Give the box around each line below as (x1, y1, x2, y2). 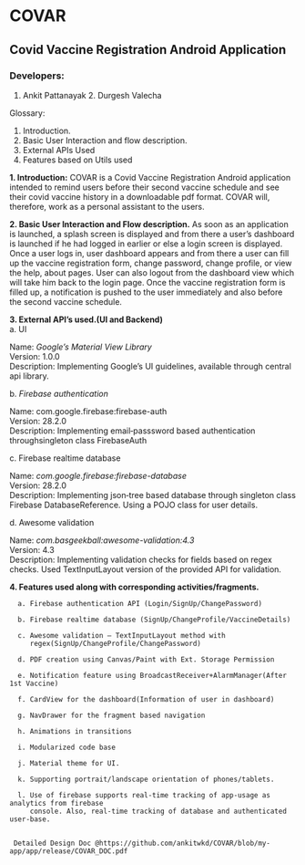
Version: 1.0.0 (9, 350, 61, 361)
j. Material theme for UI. (17, 758, 120, 767)
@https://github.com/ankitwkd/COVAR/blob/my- (95, 839, 271, 848)
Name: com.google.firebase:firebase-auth (9, 405, 168, 416)
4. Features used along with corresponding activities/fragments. (9, 581, 259, 592)
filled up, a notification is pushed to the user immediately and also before (9, 287, 283, 297)
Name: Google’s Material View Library (9, 341, 152, 352)
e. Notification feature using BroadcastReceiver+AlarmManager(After (17, 671, 287, 680)
